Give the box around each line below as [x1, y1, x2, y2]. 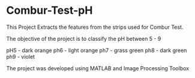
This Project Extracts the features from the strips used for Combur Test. [6, 23, 184, 31]
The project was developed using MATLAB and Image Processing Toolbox [6, 64, 190, 72]
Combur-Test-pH [6, 4, 93, 17]
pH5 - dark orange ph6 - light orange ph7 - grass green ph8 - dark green [6, 46, 187, 54]
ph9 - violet [6, 53, 35, 60]
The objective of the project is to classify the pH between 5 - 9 [6, 35, 161, 42]
